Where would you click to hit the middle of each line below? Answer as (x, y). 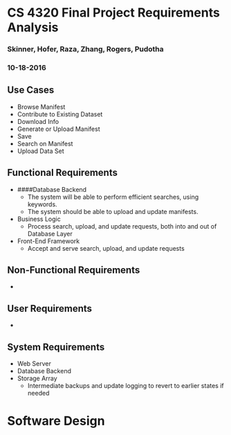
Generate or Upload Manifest (58, 129)
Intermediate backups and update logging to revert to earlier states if (126, 386)
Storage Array (37, 378)
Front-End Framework (48, 241)
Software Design (56, 421)
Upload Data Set (40, 151)
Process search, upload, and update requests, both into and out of (122, 226)
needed (38, 393)
